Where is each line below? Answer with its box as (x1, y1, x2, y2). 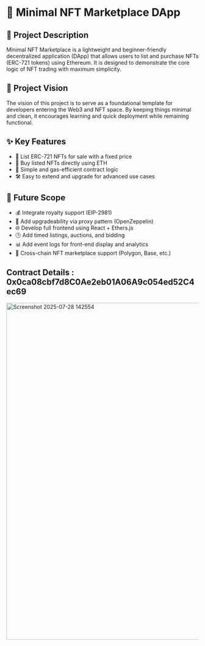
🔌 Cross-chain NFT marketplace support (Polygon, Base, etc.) (15, 250, 171, 257)
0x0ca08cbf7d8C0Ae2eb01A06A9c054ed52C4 (6, 277, 195, 287)
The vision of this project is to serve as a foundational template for (6, 99, 173, 106)
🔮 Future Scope (6, 192, 66, 203)
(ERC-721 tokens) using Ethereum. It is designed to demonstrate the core (6, 59, 190, 66)
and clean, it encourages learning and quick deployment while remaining (6, 112, 189, 120)
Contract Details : (6, 267, 74, 277)
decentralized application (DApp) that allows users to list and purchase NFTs (6, 53, 199, 60)
